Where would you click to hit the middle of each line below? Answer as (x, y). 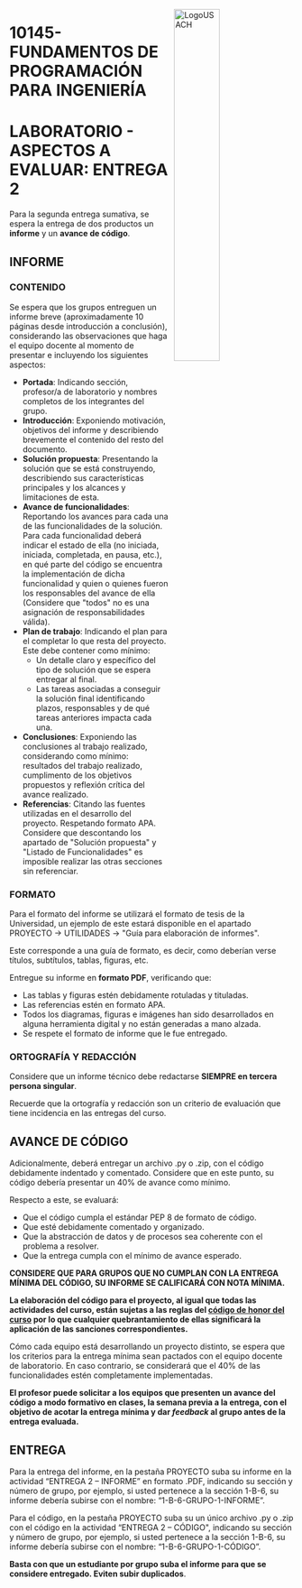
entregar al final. (66, 679)
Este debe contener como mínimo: (86, 651)
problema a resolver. (60, 1246)
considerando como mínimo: (75, 756)
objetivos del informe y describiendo (91, 429)
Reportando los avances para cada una (95, 516)
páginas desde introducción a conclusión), (89, 326)
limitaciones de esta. (61, 497)
